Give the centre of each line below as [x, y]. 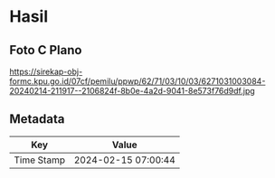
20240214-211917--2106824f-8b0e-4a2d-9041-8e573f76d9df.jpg [132, 91]
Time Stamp [40, 160]
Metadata [37, 119]
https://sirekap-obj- [46, 71]
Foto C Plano [46, 50]
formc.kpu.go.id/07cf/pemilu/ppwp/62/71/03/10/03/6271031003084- [137, 81]
